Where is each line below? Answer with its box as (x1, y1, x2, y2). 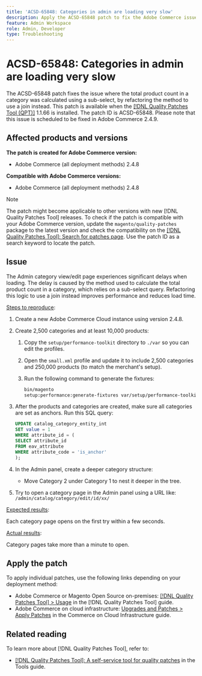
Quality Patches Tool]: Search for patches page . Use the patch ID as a (6, 233, 180, 240)
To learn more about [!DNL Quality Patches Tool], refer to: (6, 645, 149, 653)
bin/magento (23, 386, 54, 392)
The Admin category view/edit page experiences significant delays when (6, 272, 188, 280)
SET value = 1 (14, 427, 50, 433)
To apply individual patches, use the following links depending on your (6, 574, 181, 581)
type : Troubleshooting (6, 31, 63, 37)
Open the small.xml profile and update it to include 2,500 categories (23, 357, 194, 364)
